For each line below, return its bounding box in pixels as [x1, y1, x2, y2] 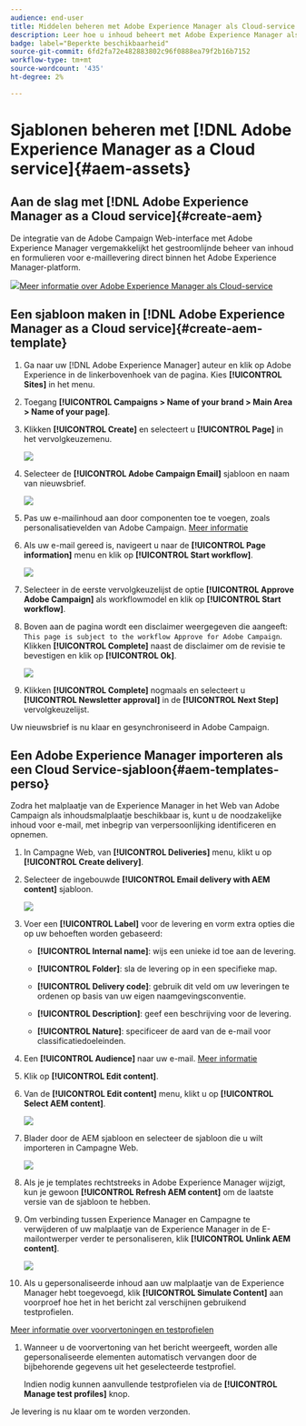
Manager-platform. [10, 261, 81, 273]
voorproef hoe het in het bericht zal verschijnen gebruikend [23, 1297, 247, 1308]
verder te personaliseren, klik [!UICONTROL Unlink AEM [79, 1233, 291, 1244]
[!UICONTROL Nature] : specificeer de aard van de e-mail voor [36, 1026, 271, 1037]
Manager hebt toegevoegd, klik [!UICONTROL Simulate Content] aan [23, 1288, 284, 1299]
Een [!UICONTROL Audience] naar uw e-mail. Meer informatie [23, 1053, 258, 1064]
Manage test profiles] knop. [23, 1389, 131, 1400]
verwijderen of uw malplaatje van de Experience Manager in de [23, 1224, 261, 1235]
